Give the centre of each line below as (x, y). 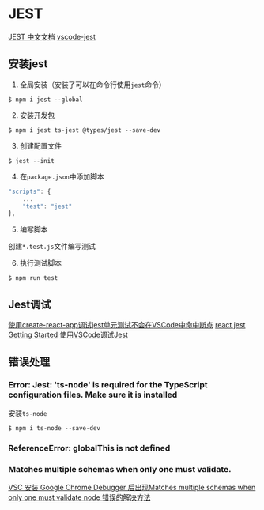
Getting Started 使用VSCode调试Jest (68, 335)
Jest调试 (30, 304)
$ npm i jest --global (45, 100)
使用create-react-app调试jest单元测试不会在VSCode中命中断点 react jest (127, 325)
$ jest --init (32, 161)
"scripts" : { (30, 191)
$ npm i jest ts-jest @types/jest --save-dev (84, 130)
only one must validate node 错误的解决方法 (79, 497)
